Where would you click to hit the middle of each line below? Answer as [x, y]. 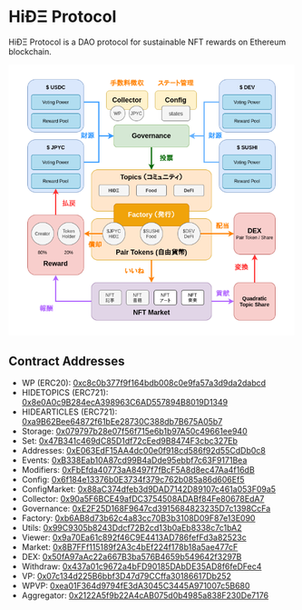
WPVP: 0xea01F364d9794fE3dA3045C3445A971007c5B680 [136, 586]
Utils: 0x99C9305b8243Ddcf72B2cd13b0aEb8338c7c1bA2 [132, 528]
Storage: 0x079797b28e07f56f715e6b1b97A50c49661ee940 [134, 431]
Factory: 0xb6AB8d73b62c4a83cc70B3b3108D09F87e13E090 [138, 518]
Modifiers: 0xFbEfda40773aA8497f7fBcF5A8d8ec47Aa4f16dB [138, 470]
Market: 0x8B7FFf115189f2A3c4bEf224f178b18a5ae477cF [130, 547]
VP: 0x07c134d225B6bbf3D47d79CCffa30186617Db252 [127, 576]
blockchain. [30, 51]
